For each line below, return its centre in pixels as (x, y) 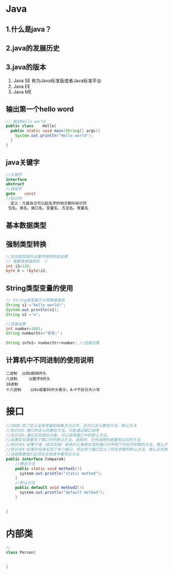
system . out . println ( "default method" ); (62, 493)
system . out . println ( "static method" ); (61, 473)
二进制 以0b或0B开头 (26, 373)
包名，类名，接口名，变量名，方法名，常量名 (48, 208)
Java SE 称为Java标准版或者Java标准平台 (57, 81)
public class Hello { (31, 126)
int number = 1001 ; (24, 329)
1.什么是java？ (29, 29)
